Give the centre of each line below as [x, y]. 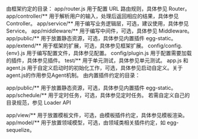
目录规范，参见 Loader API [39, 103]
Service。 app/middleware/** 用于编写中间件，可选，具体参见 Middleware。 [99, 31]
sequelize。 [21, 130]
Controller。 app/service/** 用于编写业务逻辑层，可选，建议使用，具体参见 [98, 23]
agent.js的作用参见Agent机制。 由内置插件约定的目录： [73, 75]
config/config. [165, 46]
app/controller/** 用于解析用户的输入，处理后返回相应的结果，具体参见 [92, 16]
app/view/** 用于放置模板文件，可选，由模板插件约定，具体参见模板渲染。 [97, 115]
